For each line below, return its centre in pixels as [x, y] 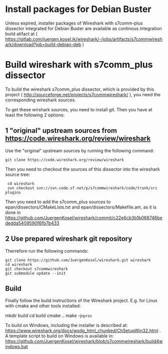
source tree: [18, 174]
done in [13, 212]
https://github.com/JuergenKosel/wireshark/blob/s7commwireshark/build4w [84, 341]
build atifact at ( [21, 34]
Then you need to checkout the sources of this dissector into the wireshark [82, 169]
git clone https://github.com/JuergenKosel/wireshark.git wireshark [78, 260]
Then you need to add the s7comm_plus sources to [58, 202]
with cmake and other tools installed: [43, 306]
